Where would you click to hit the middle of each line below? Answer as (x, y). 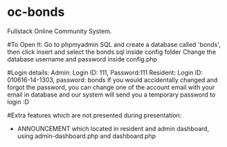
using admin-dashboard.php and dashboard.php (87, 136)
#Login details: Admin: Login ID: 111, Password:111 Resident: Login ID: (105, 72)
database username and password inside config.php (82, 59)
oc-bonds (36, 12)
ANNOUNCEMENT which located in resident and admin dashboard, (113, 128)
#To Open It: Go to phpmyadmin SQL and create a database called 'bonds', (114, 44)
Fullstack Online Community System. (60, 31)
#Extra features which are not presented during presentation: (94, 115)
